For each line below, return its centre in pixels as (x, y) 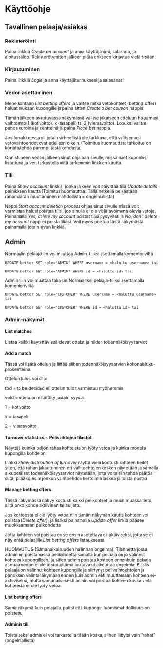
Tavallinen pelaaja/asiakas (46, 27)
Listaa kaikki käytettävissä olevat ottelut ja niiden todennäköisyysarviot (76, 342)
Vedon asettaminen (29, 93)
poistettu (14, 613)
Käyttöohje (28, 9)
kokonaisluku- (141, 364)
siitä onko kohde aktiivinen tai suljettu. (43, 505)
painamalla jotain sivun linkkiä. (36, 227)
